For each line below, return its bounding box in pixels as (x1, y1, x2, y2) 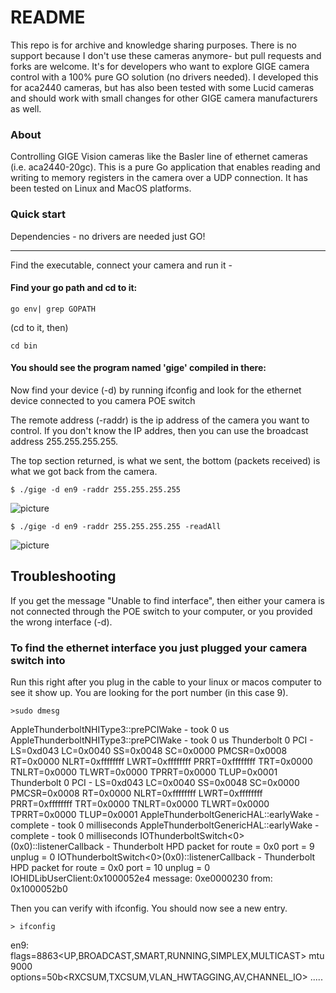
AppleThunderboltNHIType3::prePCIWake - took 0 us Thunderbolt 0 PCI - (10, 734, 314, 746)
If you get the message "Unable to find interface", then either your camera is (10, 594, 325, 606)
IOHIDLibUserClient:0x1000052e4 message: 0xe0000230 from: (10, 872, 273, 885)
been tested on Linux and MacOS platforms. (10, 182, 192, 195)
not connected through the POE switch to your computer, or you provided (10, 605, 313, 617)
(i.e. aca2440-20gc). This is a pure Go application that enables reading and (10, 161, 321, 173)
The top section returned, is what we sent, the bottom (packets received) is (10, 454, 321, 466)
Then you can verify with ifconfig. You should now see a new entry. (10, 902, 288, 915)
